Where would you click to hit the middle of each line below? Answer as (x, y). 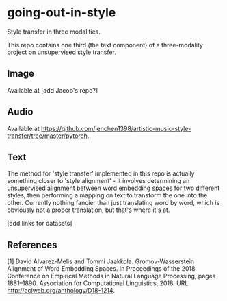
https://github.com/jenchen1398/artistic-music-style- (116, 128)
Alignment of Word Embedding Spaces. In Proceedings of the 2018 (101, 269)
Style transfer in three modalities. (54, 32)
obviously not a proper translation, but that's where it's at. (89, 210)
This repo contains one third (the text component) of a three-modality (105, 45)
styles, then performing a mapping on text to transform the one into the (107, 195)
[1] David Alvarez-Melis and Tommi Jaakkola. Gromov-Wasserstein (101, 261)
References (32, 245)
